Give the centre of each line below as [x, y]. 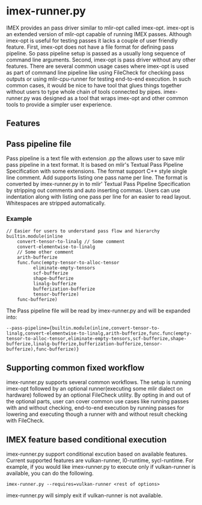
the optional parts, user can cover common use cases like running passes [98, 401]
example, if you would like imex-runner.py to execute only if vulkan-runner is [101, 467]
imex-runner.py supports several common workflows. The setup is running [99, 382]
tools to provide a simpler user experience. [59, 104]
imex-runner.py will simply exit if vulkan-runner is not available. [84, 495]
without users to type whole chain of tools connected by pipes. [84, 91]
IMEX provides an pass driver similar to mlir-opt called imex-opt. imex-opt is [100, 28]
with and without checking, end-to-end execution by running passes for [95, 408]
